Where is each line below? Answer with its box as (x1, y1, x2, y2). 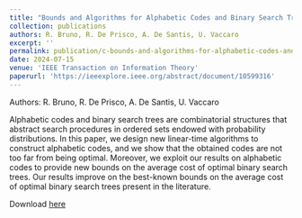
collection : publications (9, 22, 106, 31)
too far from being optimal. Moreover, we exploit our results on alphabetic (9, 152, 282, 163)
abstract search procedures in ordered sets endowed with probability (9, 123, 266, 134)
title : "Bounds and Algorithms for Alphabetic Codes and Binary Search (9, 13, 283, 23)
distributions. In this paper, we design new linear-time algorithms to (9, 132, 259, 144)
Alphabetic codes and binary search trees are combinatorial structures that (9, 114, 288, 124)
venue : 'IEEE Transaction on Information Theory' (9, 64, 200, 73)
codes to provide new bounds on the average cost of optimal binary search (9, 161, 289, 172)
